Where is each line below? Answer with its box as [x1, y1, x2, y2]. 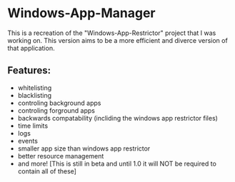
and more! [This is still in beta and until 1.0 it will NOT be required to [17, 159, 216, 168]
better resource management [17, 151, 104, 160]
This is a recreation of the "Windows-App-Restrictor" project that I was [7, 29, 216, 37]
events [17, 136, 38, 145]
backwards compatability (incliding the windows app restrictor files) [17, 113, 218, 122]
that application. [7, 44, 55, 52]
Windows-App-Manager [7, 5, 156, 21]
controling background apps [17, 98, 101, 107]
